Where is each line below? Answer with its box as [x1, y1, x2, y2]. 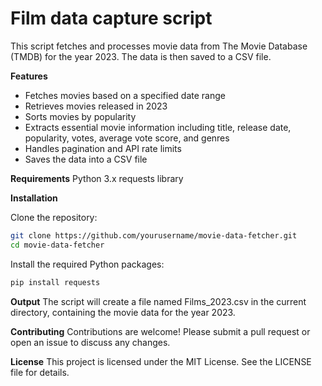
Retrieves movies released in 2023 [24, 100, 168, 112]
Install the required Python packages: [10, 258, 165, 270]
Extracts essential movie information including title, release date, [24, 121, 292, 133]
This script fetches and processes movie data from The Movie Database [10, 40, 308, 52]
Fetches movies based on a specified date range [24, 89, 226, 101]
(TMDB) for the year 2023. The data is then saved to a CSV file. [10, 50, 272, 62]
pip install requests [10, 277, 101, 287]
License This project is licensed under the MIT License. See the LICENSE [10, 355, 312, 367]
